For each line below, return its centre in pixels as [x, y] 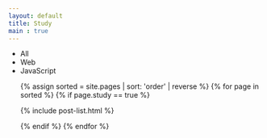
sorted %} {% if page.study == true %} [85, 95]
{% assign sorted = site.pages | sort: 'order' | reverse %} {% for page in [140, 86]
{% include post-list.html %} [67, 111]
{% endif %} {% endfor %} [65, 127]
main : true [28, 31]
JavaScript [38, 71]
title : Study [30, 23]
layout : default [35, 16]
